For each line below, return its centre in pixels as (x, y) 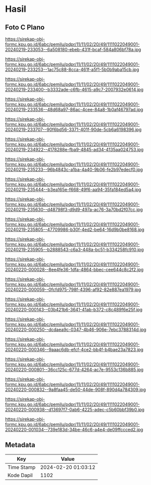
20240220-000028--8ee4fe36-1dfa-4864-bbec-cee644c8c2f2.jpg (74, 270)
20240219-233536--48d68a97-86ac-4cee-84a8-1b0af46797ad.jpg (74, 110)
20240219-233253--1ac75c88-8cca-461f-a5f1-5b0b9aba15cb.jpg (72, 69)
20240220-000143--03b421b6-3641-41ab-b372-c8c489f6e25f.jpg (74, 309)
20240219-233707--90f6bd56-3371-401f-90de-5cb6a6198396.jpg (73, 129)
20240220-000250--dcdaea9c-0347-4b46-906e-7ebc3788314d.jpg (76, 329)
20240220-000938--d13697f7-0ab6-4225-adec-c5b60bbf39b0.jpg (75, 409)
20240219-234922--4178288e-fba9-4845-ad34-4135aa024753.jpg (74, 149)
